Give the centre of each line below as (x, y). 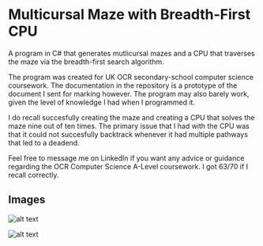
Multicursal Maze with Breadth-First (130, 15)
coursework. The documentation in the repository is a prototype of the (123, 85)
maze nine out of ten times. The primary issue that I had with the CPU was (129, 126)
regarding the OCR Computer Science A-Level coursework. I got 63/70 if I (128, 166)
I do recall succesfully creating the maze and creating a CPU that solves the (131, 117)
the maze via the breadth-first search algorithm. (86, 62)
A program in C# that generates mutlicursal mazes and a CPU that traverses (131, 53)
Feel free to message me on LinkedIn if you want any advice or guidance (126, 158)
